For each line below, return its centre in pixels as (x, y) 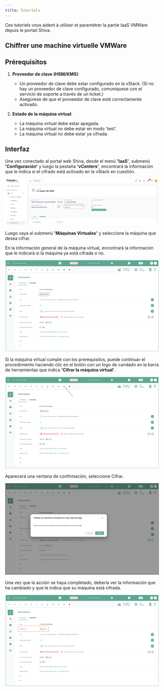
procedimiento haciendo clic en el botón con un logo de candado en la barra (82, 364)
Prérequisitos (26, 62)
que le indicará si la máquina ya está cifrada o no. (55, 253)
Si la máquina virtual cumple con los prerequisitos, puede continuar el (75, 359)
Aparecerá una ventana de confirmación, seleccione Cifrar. (64, 476)
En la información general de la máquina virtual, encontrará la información (79, 248)
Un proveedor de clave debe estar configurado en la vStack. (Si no (86, 83)
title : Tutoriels (23, 10)
